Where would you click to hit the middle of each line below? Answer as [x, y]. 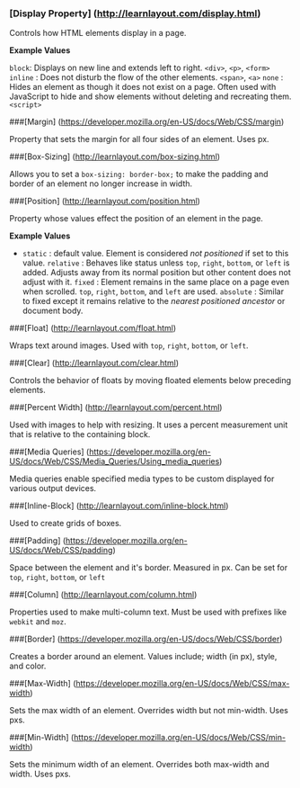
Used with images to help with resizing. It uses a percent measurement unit [149, 425]
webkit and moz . [38, 622]
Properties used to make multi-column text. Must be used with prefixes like [148, 612]
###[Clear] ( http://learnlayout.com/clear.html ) [94, 363]
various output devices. [53, 488]
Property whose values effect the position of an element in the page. [136, 219]
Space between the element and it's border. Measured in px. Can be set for [149, 568]
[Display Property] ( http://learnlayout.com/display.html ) [135, 13]
